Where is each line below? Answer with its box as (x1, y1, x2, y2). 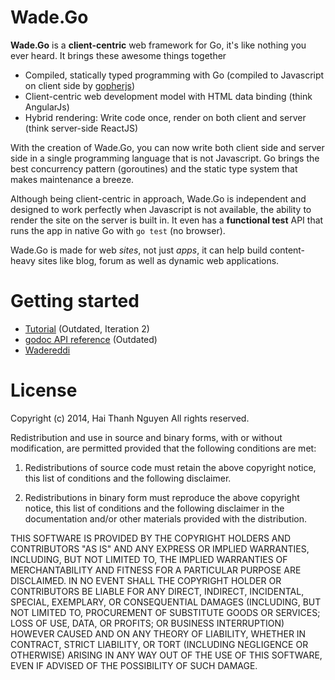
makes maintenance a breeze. (10, 173, 135, 185)
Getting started (10, 290, 140, 313)
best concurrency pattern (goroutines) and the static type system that (10, 162, 298, 175)
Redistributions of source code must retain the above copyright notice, (24, 461, 317, 473)
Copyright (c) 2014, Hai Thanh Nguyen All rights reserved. (10, 412, 250, 424)
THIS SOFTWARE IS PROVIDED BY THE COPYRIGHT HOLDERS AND (10, 532, 292, 544)
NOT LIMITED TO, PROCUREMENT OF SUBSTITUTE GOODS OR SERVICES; (10, 606, 321, 618)
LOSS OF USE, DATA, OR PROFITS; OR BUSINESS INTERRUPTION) (10, 617, 285, 629)
